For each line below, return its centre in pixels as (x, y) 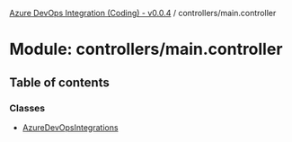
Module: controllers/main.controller (146, 49)
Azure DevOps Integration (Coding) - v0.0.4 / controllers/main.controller (143, 13)
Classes (27, 108)
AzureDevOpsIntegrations (70, 127)
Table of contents (59, 82)
